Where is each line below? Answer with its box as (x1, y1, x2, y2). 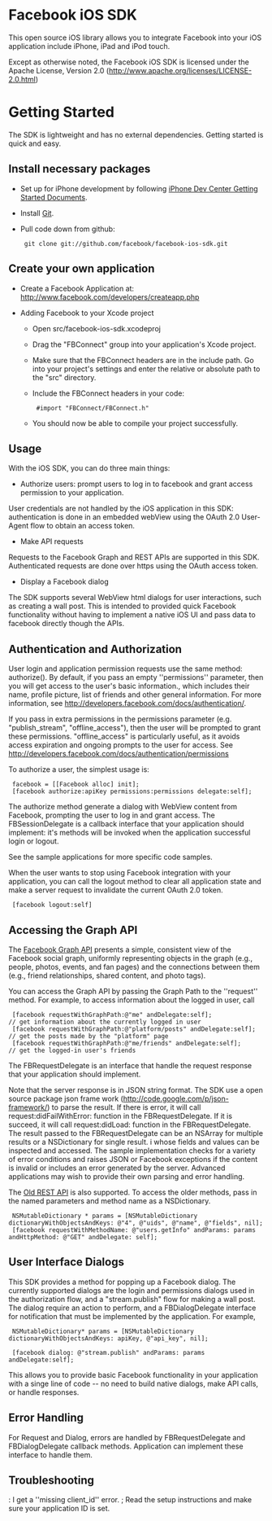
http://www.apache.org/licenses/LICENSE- (108, 65, 253, 75)
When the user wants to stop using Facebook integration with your (8, 868, 231, 878)
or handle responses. (8, 1387, 80, 1397)
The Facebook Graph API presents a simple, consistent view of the (8, 945, 231, 954)
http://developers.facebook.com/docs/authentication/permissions (8, 749, 229, 759)
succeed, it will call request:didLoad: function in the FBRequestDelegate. (8, 1120, 252, 1129)
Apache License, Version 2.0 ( (8, 65, 110, 75)
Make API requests (19, 537, 84, 546)
